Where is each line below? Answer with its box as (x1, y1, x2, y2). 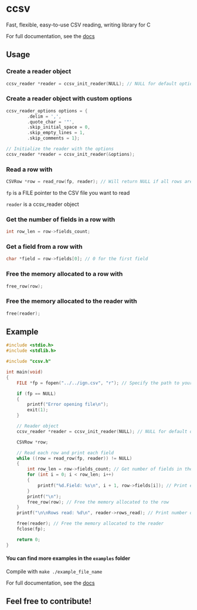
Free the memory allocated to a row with (6, 270, 123, 278)
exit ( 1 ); (27, 407, 49, 413)
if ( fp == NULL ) (16, 391, 57, 396)
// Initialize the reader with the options (6, 146, 114, 152)
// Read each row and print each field (16, 449, 114, 456)
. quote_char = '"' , (27, 119, 75, 125)
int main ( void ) (6, 369, 43, 375)
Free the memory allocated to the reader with (6, 297, 137, 305)
